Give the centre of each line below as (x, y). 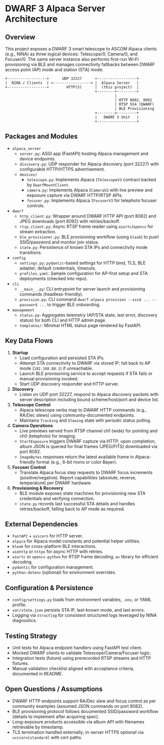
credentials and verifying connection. (57, 498)
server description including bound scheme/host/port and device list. (89, 399)
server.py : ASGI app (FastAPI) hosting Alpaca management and (84, 153)
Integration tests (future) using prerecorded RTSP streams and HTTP (82, 658)
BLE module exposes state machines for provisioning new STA (82, 493)
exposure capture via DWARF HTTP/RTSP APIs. (75, 195)
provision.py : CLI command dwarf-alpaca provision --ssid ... (85, 299)
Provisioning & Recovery (38, 488)
